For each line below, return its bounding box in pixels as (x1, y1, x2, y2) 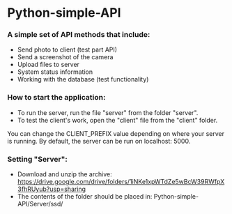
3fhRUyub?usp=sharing (17, 185, 86, 193)
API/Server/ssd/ (17, 200, 63, 208)
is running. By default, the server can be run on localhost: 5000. (7, 137, 191, 145)
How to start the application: (7, 93, 106, 102)
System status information (17, 68, 93, 76)
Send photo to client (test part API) (17, 45, 117, 54)
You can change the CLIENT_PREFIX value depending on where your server (7, 129, 225, 137)
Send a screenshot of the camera (17, 53, 114, 61)
